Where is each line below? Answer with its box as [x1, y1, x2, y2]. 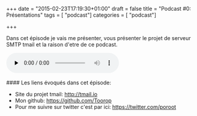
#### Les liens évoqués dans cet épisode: [6, 79, 111, 86]
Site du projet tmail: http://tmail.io [14, 91, 98, 97]
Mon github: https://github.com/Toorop [14, 97, 112, 104]
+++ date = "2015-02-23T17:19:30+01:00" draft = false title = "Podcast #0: [6, 5, 191, 12]
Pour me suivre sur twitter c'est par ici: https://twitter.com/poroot [14, 103, 177, 110]
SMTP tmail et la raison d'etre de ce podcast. [6, 41, 118, 48]
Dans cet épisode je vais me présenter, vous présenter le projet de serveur [6, 35, 191, 41]
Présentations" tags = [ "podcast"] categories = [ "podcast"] [6, 11, 156, 19]
